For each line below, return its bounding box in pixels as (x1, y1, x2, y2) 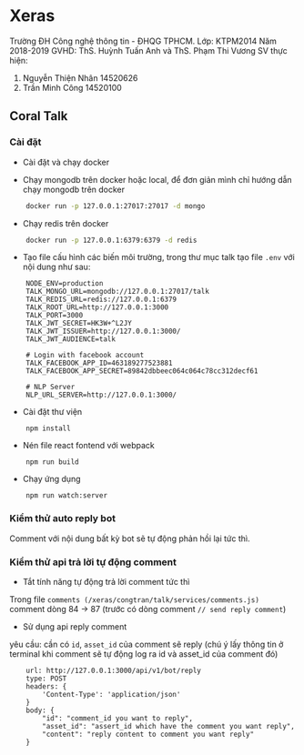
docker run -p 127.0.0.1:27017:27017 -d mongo (25, 201, 206, 210)
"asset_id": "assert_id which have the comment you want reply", (42, 721, 296, 730)
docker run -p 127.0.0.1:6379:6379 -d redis (25, 236, 198, 245)
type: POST (25, 674, 67, 683)
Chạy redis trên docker (22, 217, 109, 228)
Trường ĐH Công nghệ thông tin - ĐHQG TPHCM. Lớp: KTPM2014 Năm (9, 35, 278, 46)
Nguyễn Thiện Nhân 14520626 (22, 72, 138, 83)
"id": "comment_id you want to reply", (42, 713, 194, 723)
